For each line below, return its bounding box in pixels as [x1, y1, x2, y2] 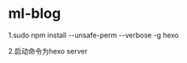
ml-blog [8, 5, 62, 23]
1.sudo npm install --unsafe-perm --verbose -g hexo [8, 30, 179, 40]
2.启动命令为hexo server [8, 46, 88, 55]
